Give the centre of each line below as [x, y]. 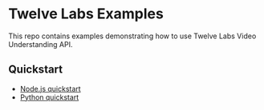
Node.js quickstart [51, 88]
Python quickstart [49, 97]
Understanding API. [41, 44]
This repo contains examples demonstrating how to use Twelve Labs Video [132, 36]
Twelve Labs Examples [86, 14]
